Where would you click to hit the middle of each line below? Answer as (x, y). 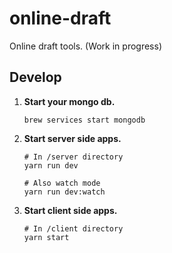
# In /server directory (73, 157)
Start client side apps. (70, 210)
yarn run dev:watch (64, 192)
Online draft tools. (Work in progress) (86, 46)
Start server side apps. (72, 138)
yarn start (46, 237)
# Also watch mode (62, 183)
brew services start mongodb (84, 120)
